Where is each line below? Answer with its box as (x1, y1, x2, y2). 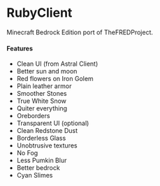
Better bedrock (16, 164, 60, 172)
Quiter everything (16, 104, 68, 113)
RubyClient (6, 5, 73, 21)
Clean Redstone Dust (16, 127, 78, 135)
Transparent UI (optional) (16, 119, 89, 127)
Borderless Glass (16, 134, 66, 143)
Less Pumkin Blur (16, 156, 67, 165)
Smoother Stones (16, 90, 67, 98)
